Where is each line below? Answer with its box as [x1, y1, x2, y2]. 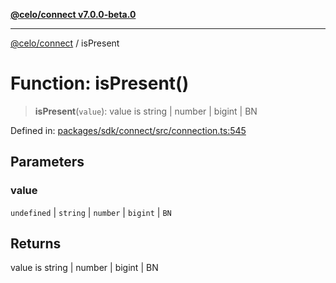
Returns [10, 235, 62, 253]
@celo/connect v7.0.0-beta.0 [10, 9, 137, 20]
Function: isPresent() [10, 72, 190, 95]
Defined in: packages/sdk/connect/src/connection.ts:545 [10, 124, 247, 136]
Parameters [10, 154, 85, 171]
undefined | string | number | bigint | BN [10, 206, 172, 218]
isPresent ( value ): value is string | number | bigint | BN [34, 105, 258, 117]
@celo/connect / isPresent [10, 37, 120, 49]
